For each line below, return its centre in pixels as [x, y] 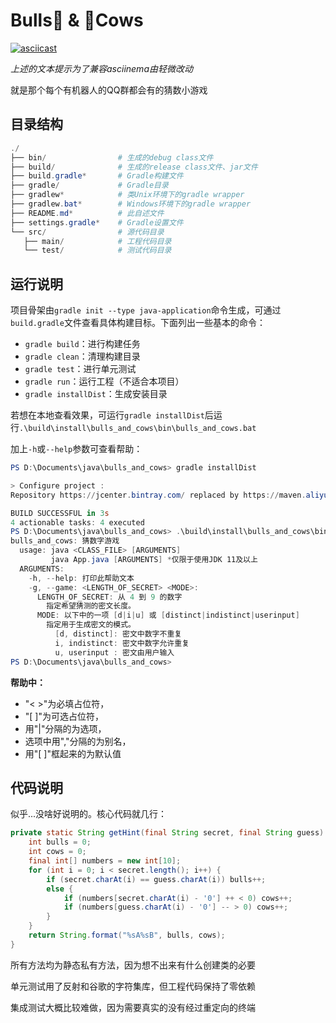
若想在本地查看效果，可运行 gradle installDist [107, 415]
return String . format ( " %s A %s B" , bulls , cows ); [127, 935]
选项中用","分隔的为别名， [78, 741]
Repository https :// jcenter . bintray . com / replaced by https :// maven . [158, 495]
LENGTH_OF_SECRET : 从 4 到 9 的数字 [109, 597]
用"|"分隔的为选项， [65, 728]
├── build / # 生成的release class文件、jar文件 [134, 167]
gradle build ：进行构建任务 [82, 344]
